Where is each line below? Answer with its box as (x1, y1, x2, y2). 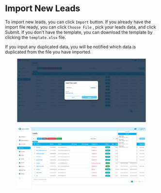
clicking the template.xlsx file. (5, 34, 66, 40)
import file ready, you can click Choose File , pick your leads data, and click (5, 24, 156, 30)
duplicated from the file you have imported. (5, 49, 92, 55)
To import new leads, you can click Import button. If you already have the (5, 19, 151, 25)
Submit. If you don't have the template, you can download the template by (5, 29, 153, 35)
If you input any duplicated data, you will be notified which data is (5, 44, 136, 49)
